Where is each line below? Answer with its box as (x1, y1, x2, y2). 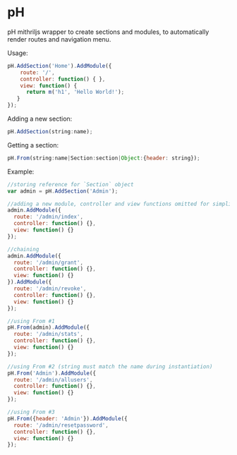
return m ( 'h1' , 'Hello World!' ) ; (25, 89, 125, 96)
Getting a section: (7, 140, 59, 149)
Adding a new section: (7, 114, 73, 123)
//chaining (7, 245, 39, 253)
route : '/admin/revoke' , (13, 285, 87, 293)
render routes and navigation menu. (7, 35, 111, 43)
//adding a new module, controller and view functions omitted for (7, 200, 210, 207)
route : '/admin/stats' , (13, 331, 83, 338)
